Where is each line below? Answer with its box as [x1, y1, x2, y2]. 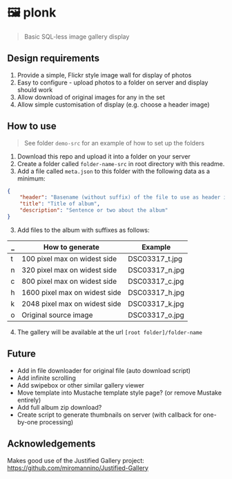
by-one [17, 417, 38, 426]
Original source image [21, 310, 93, 320]
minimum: [17, 174, 46, 183]
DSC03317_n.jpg [127, 265, 185, 275]
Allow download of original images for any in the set [17, 93, 166, 101]
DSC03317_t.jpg [127, 253, 183, 263]
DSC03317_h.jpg [127, 287, 185, 297]
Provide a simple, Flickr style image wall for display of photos [17, 71, 192, 79]
